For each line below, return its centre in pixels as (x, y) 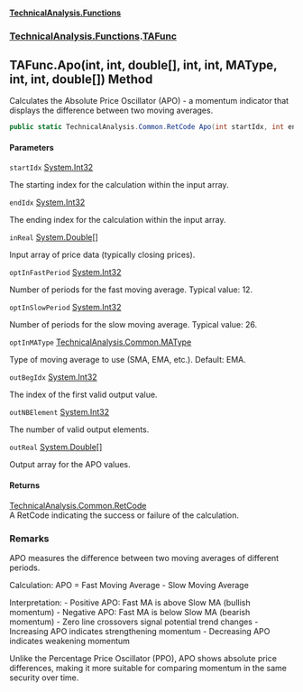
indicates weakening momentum (70, 641)
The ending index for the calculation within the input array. (118, 220)
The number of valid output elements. (79, 429)
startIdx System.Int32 (51, 168)
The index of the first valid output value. (83, 395)
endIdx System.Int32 (47, 202)
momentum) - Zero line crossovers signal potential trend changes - (134, 622)
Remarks (29, 539)
